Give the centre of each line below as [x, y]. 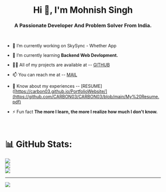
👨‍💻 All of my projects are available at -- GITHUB [61, 65]
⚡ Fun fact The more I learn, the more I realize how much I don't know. [85, 112]
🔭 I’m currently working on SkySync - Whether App [64, 46]
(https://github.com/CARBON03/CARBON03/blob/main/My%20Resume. [86, 97]
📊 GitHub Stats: [39, 144]
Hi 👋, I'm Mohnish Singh [83, 10]
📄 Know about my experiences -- [46, 86]
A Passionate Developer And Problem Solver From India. [83, 26]
